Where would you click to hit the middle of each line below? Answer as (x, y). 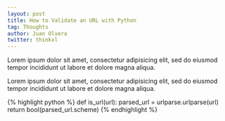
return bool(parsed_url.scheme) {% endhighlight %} (83, 110)
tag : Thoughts (28, 27)
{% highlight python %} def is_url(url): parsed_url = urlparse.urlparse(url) (113, 102)
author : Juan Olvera (38, 33)
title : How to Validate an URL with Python (72, 20)
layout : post (26, 14)
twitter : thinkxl (33, 40)
